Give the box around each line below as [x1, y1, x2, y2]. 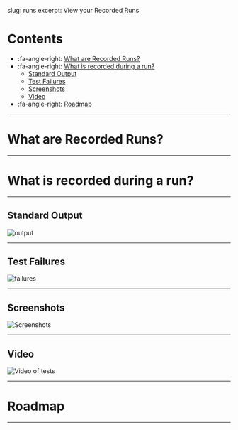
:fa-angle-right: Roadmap [17, 100, 92, 108]
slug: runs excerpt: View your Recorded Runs [7, 6, 140, 14]
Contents [7, 31, 64, 47]
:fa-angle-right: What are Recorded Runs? [17, 54, 140, 63]
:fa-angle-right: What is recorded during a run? [17, 62, 155, 70]
